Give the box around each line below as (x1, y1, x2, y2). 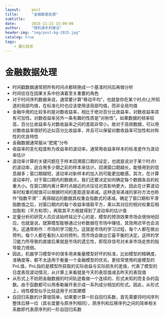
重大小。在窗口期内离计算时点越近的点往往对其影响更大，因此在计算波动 (12, 183, 159, 189)
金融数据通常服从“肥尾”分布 (12, 139, 68, 146)
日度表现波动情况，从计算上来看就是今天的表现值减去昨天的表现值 (12, 269, 146, 275)
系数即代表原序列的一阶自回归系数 (12, 306, 82, 312)
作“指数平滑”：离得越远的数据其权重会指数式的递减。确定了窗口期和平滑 (12, 195, 159, 201)
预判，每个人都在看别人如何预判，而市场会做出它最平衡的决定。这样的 (12, 232, 155, 238)
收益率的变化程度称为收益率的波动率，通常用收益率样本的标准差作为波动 (12, 146, 159, 152)
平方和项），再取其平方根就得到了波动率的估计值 (29, 207, 127, 213)
